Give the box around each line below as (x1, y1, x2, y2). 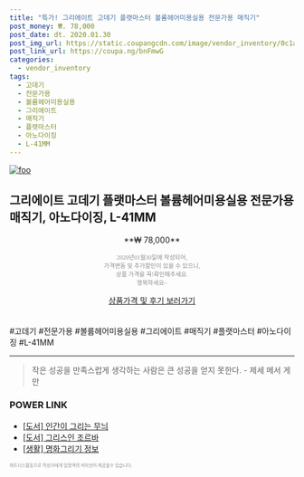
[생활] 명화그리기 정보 (22, 443, 100, 453)
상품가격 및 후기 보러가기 (108, 295, 196, 306)
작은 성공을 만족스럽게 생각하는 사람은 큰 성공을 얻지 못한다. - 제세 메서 (31, 364, 281, 376)
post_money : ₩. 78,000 (9, 22, 95, 31)
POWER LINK (9, 399, 68, 412)
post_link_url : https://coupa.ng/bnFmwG (9, 47, 165, 56)
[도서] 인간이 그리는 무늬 (22, 420, 109, 431)
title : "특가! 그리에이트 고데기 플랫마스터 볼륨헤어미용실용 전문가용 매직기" (9, 13, 261, 23)
